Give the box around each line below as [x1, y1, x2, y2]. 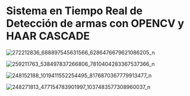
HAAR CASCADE [6, 30, 90, 43]
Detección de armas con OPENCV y [6, 17, 185, 30]
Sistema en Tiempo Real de [6, 4, 143, 18]
